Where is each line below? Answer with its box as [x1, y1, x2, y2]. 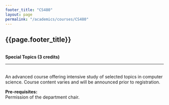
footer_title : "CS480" [5, 7, 53, 13]
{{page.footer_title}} [5, 35, 71, 44]
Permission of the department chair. [5, 94, 79, 100]
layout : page [5, 12, 33, 17]
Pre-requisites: [5, 89, 38, 95]
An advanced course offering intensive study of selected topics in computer [5, 74, 163, 80]
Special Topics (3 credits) [5, 54, 60, 60]
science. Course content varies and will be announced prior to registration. [5, 79, 160, 85]
